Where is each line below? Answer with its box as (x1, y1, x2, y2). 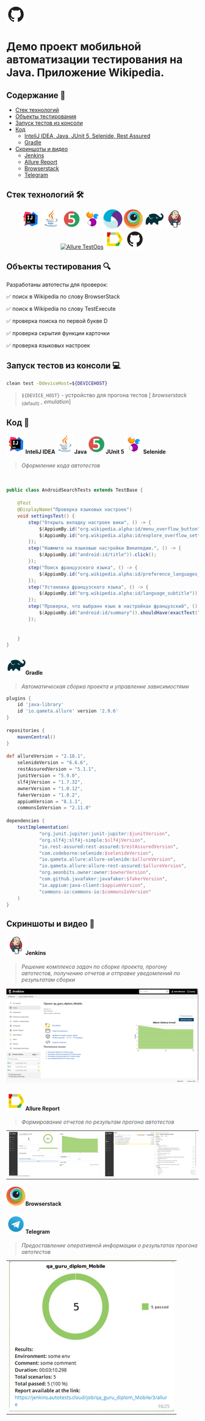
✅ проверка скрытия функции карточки (6, 329, 110, 336)
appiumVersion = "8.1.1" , (17, 798, 84, 804)
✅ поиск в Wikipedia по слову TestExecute (6, 305, 116, 312)
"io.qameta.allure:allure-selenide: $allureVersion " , (38, 856, 176, 863)
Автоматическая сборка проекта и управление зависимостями (21, 683, 189, 690)
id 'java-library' (17, 702, 64, 708)
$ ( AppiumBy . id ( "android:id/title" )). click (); (38, 552, 157, 558)
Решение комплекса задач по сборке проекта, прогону (21, 963, 167, 970)
